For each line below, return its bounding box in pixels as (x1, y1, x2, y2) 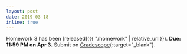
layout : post (6, 8, 38, 15)
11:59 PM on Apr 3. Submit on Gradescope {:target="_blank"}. (6, 41, 156, 48)
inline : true (6, 19, 38, 25)
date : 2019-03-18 (6, 14, 49, 20)
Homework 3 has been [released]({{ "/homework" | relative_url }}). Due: (6, 35, 181, 42)
